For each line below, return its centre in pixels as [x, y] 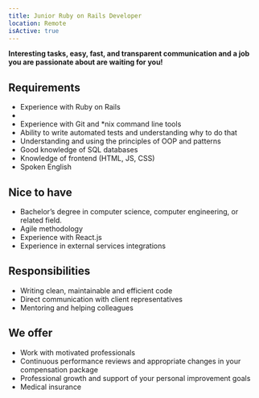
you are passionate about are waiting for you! [86, 62]
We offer [31, 333]
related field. [41, 220]
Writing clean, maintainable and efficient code [96, 290]
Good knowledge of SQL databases [79, 150]
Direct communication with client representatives [101, 299]
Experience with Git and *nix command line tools [101, 124]
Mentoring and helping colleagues [77, 308]
